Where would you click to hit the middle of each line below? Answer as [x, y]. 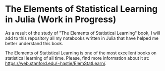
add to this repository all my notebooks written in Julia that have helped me [82, 38]
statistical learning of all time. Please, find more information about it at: [77, 58]
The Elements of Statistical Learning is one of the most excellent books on [81, 53]
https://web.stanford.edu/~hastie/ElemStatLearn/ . [56, 63]
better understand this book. [34, 43]
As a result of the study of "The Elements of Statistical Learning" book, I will [82, 33]
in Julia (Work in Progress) [61, 19]
